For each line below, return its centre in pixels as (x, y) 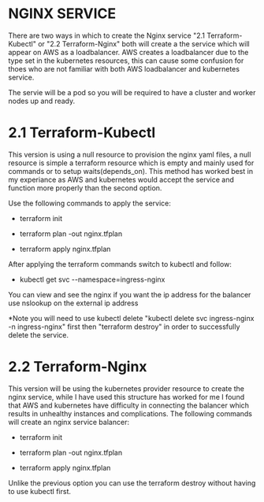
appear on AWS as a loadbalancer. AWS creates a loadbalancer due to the (128, 52)
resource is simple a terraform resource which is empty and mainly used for (131, 163)
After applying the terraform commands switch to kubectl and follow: (120, 264)
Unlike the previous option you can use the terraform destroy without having (132, 483)
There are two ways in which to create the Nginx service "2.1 (107, 35)
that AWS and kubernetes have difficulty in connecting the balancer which (129, 405)
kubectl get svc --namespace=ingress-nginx (92, 279)
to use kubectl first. (39, 491)
